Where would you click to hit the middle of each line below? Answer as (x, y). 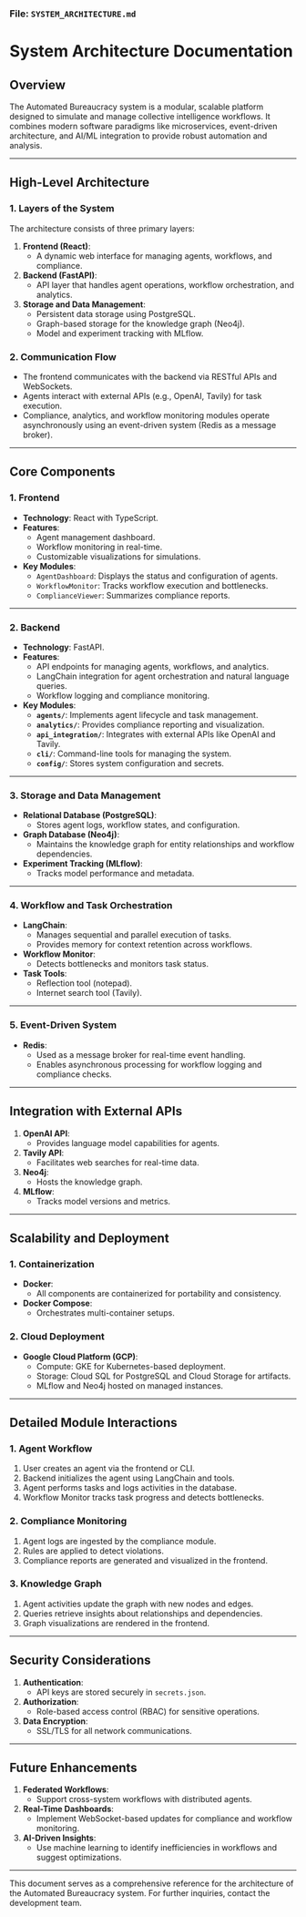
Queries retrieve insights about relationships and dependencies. (143, 1613)
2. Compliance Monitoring (68, 1522)
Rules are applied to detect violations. (93, 1551)
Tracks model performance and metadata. (115, 874)
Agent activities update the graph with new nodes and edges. (138, 1604)
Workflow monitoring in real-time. (99, 547)
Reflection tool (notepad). (84, 983)
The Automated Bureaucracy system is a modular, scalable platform (137, 107)
